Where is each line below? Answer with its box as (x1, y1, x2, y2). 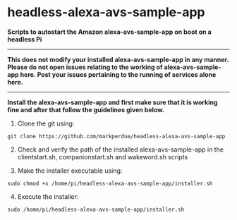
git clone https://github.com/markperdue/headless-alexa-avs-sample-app (7, 133, 226, 140)
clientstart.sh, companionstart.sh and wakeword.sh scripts (17, 152, 188, 161)
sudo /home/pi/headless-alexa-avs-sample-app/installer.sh (7, 206, 185, 213)
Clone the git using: (17, 119, 75, 128)
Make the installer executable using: (17, 166, 123, 175)
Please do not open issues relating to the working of (7, 63, 163, 71)
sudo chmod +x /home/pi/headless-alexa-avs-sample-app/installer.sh (7, 180, 213, 187)
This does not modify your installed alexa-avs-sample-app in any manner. (7, 55, 229, 63)
